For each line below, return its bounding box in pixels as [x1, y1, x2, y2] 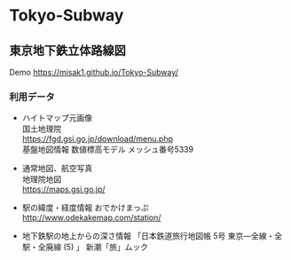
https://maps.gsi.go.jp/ [21, 184, 106, 195]
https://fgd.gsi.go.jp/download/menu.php [21, 134, 173, 145]
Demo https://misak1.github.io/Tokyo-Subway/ [9, 67, 179, 77]
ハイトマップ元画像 [21, 113, 93, 123]
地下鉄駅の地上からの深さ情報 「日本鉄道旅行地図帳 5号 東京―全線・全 [21, 231, 282, 241]
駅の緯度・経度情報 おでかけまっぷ [21, 202, 149, 213]
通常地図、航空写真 [21, 163, 93, 174]
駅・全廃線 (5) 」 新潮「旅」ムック [21, 241, 149, 253]
